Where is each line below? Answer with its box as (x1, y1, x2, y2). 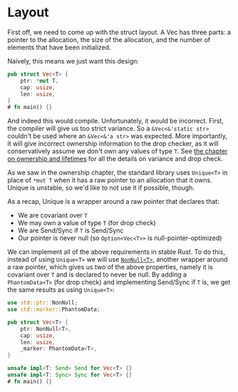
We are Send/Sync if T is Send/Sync (17, 226, 124, 235)
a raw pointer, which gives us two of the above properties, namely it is (7, 263, 214, 272)
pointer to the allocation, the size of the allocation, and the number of (7, 35, 211, 43)
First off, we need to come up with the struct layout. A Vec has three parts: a (7, 28, 232, 36)
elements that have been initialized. (7, 43, 112, 51)
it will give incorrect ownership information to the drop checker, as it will (7, 140, 219, 148)
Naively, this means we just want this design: (7, 56, 139, 65)
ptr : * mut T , (20, 77, 59, 84)
